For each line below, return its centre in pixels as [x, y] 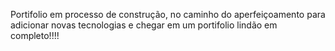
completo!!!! [35, 35]
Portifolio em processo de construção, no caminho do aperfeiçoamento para [168, 14]
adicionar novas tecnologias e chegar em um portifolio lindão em [144, 25]
